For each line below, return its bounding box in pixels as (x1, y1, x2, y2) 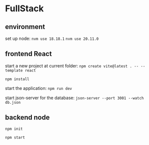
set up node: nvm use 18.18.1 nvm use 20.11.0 (5, 35, 99, 41)
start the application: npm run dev (5, 85, 73, 91)
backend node (5, 114, 50, 122)
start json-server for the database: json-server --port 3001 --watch (5, 94, 144, 101)
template (5, 68, 23, 73)
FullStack (5, 3, 44, 14)
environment (5, 23, 45, 31)
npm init (5, 126, 23, 131)
